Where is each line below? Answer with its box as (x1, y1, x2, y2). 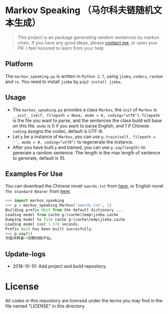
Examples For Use (5, 169, 63, 178)
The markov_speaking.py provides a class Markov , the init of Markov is (12, 107, 157, 113)
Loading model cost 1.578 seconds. (5, 221, 80, 227)
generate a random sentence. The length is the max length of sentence (12, 150, 160, 156)
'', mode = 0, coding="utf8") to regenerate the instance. (12, 139, 134, 145)
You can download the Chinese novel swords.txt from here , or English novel (5, 183, 164, 189)
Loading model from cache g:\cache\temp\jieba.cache (5, 212, 119, 217)
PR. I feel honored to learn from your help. (17, 45, 105, 51)
